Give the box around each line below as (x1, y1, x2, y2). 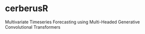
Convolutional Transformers (5, 24, 60, 30)
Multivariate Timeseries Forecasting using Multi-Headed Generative (5, 19, 140, 25)
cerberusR (5, 3, 48, 14)
